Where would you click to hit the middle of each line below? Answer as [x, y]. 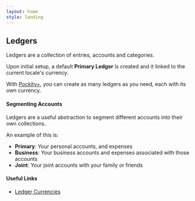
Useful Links [22, 179]
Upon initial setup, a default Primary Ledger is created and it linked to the [96, 67]
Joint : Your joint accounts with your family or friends [79, 165]
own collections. [26, 123]
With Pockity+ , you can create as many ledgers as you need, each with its [96, 84]
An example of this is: [32, 135]
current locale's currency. [38, 73]
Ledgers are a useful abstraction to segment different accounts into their [95, 117]
